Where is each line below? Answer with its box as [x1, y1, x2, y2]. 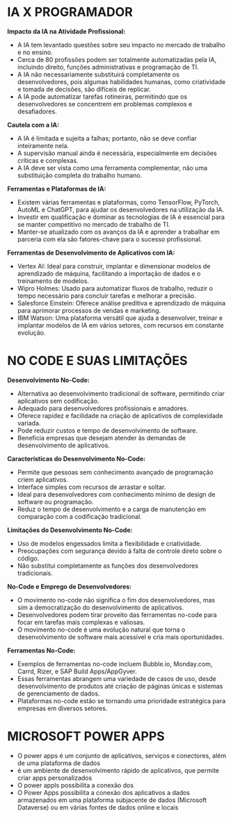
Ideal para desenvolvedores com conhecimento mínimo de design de [17, 490, 216, 498]
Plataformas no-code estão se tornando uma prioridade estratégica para [17, 696, 226, 705]
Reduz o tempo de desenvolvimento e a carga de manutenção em [17, 505, 207, 513]
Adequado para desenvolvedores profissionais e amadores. [17, 404, 189, 412]
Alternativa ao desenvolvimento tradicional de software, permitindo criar [17, 389, 225, 397]
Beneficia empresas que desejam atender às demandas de [17, 433, 186, 442]
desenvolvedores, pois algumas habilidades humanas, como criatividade [17, 77, 226, 86]
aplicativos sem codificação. [17, 396, 99, 405]
